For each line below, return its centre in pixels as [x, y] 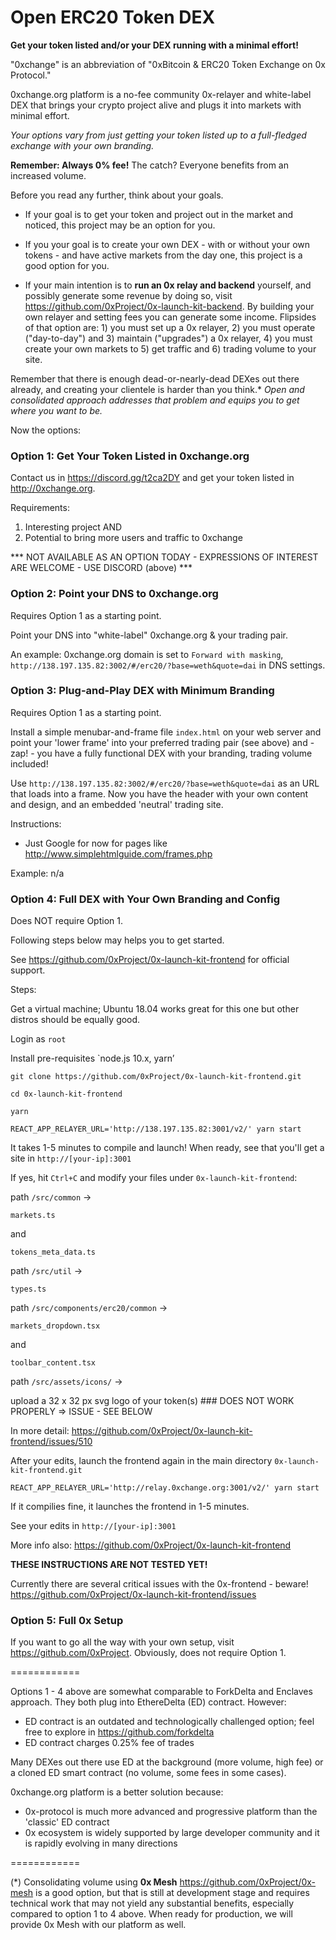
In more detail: [40, 1431]
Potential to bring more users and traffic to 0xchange [133, 538]
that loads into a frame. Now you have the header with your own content [159, 793]
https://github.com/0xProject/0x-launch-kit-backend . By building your [169, 306]
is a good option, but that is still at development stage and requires [172, 1893]
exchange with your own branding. [82, 145]
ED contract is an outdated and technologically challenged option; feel [169, 1722]
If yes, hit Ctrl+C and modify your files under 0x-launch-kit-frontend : [154, 1178]
